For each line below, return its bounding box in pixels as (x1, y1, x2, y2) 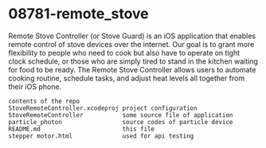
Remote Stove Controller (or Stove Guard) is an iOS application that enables (8, 31, 256, 41)
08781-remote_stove (8, 5, 149, 23)
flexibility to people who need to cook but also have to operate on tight (8, 48, 241, 57)
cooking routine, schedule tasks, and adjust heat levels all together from (8, 73, 245, 83)
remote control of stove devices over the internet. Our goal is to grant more (8, 39, 255, 49)
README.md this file (8, 125, 155, 133)
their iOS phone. (8, 81, 62, 92)
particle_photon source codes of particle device (8, 118, 233, 126)
